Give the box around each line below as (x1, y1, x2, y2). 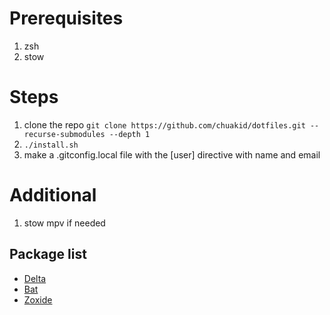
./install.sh (23, 140, 79, 150)
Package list (9, 246, 87, 263)
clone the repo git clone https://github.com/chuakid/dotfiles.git (23, 118, 306, 131)
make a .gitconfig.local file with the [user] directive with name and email (23, 148, 321, 161)
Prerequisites (9, 7, 124, 30)
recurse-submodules (23, 129, 106, 139)
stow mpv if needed (23, 217, 106, 229)
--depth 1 (108, 129, 151, 139)
